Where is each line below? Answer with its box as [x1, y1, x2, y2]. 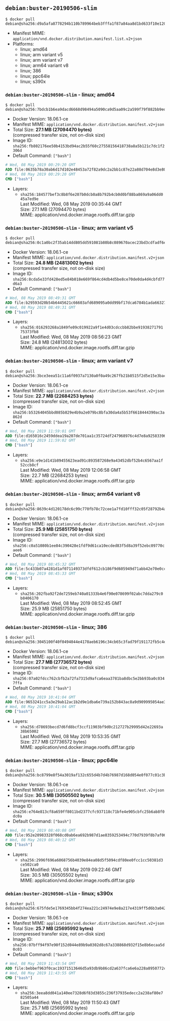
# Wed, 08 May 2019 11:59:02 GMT [5, 438, 76, 443]
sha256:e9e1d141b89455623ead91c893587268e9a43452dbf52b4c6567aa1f [20, 458, 163, 463]
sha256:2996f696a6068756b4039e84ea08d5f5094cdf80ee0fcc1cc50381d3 [20, 857, 163, 863]
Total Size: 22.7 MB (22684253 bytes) [12, 393, 94, 399]
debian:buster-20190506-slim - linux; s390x [5, 890, 113, 897]
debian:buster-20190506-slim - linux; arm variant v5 [5, 224, 134, 231]
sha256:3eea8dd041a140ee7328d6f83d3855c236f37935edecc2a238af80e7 [20, 991, 163, 996]
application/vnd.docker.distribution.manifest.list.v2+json [12, 36, 142, 42]
